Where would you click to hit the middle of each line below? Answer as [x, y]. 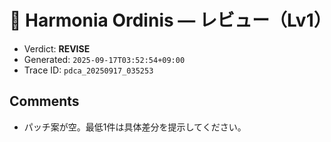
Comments [44, 101]
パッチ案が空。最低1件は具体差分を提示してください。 [135, 127]
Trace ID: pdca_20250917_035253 [88, 70]
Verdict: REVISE [57, 48]
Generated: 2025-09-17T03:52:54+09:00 [104, 59]
